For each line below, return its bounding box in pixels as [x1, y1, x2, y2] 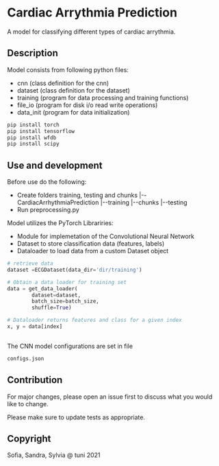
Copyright [7, 432, 51, 444]
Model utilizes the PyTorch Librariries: [7, 219, 114, 227]
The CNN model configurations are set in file [7, 342, 133, 350]
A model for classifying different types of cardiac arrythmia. [7, 27, 176, 36]
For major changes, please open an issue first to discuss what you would [7, 393, 213, 401]
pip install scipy [7, 141, 60, 148]
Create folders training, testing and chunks [16, 191, 138, 200]
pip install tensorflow [7, 128, 75, 135]
